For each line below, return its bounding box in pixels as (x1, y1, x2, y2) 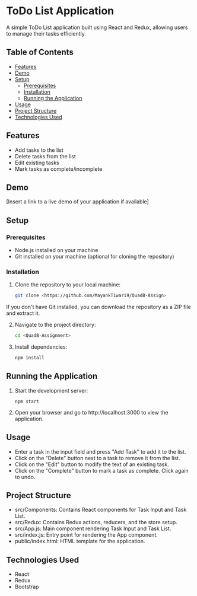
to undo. (14, 473, 36, 480)
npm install (14, 355, 45, 361)
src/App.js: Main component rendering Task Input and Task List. (14, 525, 171, 532)
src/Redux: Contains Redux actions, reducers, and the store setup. (14, 519, 178, 526)
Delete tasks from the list (14, 152, 76, 160)
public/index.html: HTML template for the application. (14, 538, 145, 545)
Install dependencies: (14, 343, 68, 350)
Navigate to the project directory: (14, 321, 96, 329)
